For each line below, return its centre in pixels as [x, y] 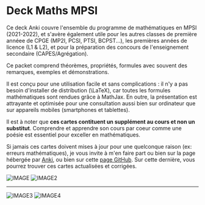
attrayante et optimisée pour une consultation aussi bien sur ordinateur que [101, 103]
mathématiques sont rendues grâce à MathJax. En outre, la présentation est [102, 97]
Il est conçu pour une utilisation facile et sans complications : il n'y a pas [97, 84]
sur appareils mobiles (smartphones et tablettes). [68, 110]
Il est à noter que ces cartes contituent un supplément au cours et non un [101, 121]
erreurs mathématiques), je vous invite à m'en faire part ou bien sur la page [101, 153]
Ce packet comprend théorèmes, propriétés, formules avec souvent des [97, 65]
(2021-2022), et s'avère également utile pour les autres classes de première [102, 34]
